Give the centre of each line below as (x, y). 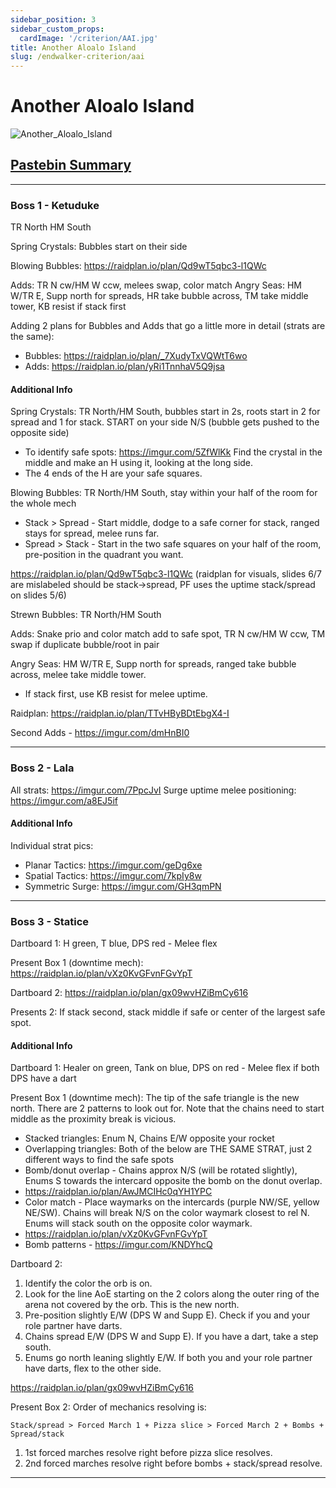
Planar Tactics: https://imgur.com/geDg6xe (113, 865)
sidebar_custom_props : (57, 29)
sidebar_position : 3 (53, 19)
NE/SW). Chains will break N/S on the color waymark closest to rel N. (167, 1213)
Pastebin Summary (71, 165)
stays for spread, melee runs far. (92, 533)
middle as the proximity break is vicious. (93, 1119)
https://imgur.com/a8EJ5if (64, 800)
